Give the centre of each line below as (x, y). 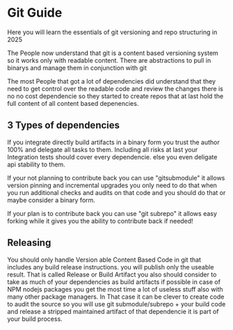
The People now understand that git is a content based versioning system (113, 53)
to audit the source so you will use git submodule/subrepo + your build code (116, 304)
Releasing (29, 243)
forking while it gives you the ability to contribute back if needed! (100, 221)
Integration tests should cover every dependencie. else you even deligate (112, 157)
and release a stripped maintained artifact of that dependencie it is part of (113, 311)
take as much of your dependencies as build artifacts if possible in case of (114, 282)
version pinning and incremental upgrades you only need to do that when (112, 185)
